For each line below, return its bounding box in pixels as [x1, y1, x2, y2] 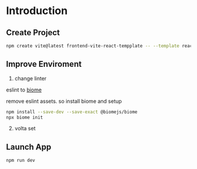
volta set [14, 125, 36, 132]
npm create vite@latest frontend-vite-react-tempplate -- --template [6, 43, 180, 49]
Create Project [6, 28, 60, 38]
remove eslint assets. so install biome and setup [6, 97, 122, 104]
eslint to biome [6, 86, 42, 93]
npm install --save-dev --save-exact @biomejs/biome [6, 109, 138, 115]
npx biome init [6, 114, 43, 120]
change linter [14, 75, 47, 82]
